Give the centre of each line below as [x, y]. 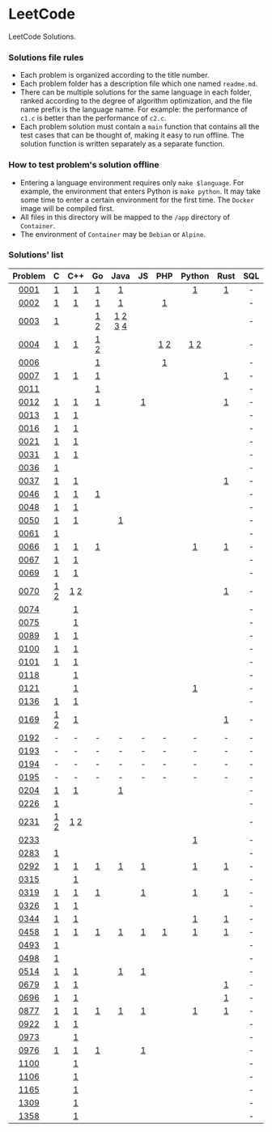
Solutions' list [36, 255]
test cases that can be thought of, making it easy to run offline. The [132, 135]
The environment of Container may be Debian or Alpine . [113, 234]
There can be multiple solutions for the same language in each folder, [136, 92]
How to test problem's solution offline [84, 165]
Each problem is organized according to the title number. [115, 75]
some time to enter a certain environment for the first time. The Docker [137, 200]
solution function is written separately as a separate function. [122, 144]
